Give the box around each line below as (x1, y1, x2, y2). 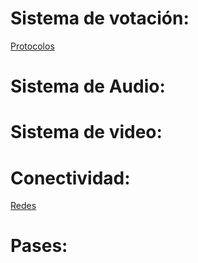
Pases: (10, 235, 68, 257)
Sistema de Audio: (10, 75, 166, 98)
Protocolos (10, 40, 55, 52)
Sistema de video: (10, 121, 163, 144)
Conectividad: (10, 167, 131, 189)
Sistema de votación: (10, 7, 190, 30)
